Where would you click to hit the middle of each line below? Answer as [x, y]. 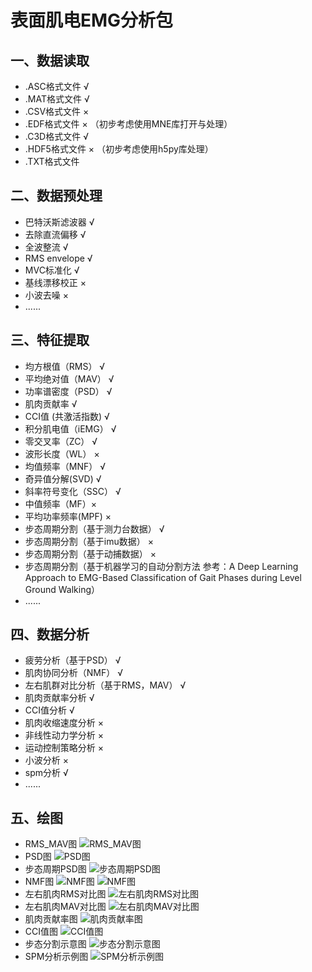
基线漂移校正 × [55, 282]
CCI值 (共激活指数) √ [67, 416]
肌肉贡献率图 [51, 919]
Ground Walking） [62, 589]
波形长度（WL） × [62, 453]
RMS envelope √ [58, 258]
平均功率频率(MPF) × [68, 516]
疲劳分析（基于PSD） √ [73, 660]
